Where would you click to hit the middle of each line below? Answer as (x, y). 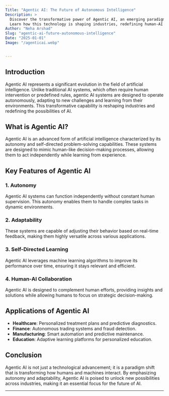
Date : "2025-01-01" (26, 38)
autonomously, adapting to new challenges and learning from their (74, 100)
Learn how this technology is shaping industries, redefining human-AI (87, 24)
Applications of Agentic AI (47, 311)
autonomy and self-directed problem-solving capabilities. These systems (81, 144)
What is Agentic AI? (37, 127)
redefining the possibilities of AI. (39, 111)
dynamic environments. (29, 207)
